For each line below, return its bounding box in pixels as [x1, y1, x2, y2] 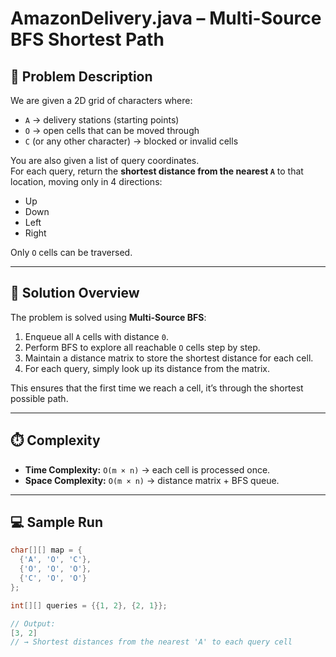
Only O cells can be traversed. [10, 247, 133, 258]
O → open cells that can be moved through [24, 125, 200, 136]
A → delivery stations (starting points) [24, 114, 180, 126]
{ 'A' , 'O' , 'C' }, [19, 555, 92, 565]
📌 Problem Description [10, 68, 153, 85]
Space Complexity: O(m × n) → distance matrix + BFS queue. [24, 474, 280, 486]
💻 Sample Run [10, 514, 103, 531]
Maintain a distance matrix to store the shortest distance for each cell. [24, 352, 314, 364]
